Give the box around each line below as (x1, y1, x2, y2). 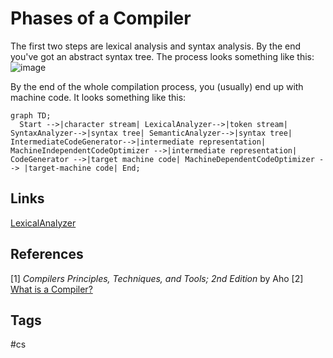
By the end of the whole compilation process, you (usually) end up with (10, 80, 304, 92)
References (10, 246, 84, 263)
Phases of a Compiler (10, 7, 192, 30)
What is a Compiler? (10, 283, 93, 295)
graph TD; (10, 110, 52, 121)
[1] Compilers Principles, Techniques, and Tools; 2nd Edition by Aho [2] (10, 272, 304, 284)
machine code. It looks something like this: (10, 91, 187, 103)
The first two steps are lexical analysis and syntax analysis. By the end (10, 40, 302, 52)
